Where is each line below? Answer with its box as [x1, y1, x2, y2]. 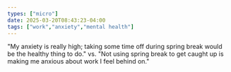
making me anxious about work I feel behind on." [7, 57, 150, 66]
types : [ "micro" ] [7, 10, 59, 17]
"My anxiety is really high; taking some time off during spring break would [7, 43, 223, 51]
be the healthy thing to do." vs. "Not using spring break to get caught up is [7, 50, 224, 58]
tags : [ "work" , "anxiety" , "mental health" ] [7, 23, 134, 30]
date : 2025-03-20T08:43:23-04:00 [7, 17, 106, 24]
